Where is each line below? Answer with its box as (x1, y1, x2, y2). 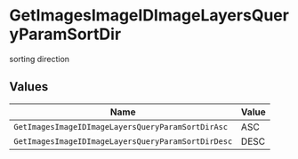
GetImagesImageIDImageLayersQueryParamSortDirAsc (13, 122, 229, 131)
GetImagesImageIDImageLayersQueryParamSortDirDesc (13, 136, 233, 147)
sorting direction (9, 53, 69, 64)
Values (9, 79, 49, 94)
